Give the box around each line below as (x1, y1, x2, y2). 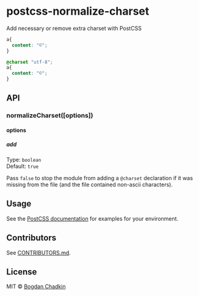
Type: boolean (6, 156, 42, 163)
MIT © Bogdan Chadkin (6, 283, 66, 290)
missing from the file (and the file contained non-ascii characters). (6, 181, 173, 188)
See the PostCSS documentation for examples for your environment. (6, 214, 179, 222)
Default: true (6, 162, 39, 170)
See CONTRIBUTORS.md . (6, 249, 71, 256)
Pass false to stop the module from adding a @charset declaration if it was (6, 174, 194, 181)
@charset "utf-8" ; (6, 59, 53, 65)
